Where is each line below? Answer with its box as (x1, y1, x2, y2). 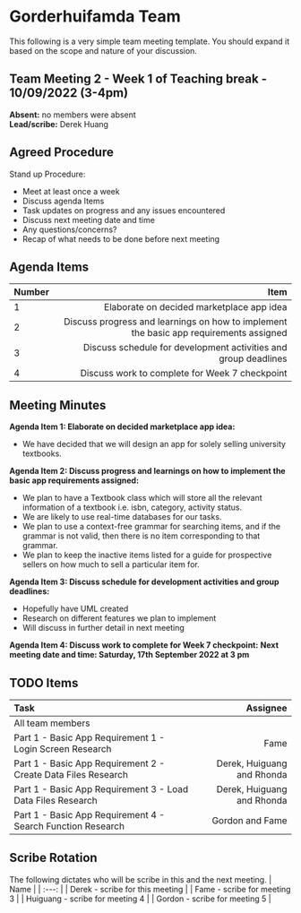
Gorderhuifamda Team (9, 6, 181, 27)
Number (13, 286, 49, 298)
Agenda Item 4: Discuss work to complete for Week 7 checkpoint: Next (9, 640, 279, 650)
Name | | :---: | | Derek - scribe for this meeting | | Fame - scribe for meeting (9, 883, 291, 894)
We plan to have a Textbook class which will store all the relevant (21, 493, 262, 504)
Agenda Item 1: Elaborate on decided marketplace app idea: (9, 421, 236, 432)
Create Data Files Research (13, 769, 128, 780)
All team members (13, 717, 90, 729)
